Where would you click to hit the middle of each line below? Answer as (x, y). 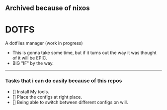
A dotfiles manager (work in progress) (44, 43)
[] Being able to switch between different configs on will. (70, 102)
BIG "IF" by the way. (33, 63)
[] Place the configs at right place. (47, 97)
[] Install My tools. (31, 92)
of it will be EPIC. (30, 58)
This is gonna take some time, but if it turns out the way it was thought (84, 53)
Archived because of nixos (47, 8)
